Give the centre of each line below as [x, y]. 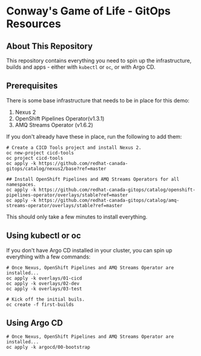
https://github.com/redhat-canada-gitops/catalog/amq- [109, 200]
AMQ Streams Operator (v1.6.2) [54, 125]
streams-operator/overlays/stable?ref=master [64, 205]
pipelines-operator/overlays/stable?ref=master [67, 195]
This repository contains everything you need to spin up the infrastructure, [99, 61]
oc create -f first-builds [40, 304]
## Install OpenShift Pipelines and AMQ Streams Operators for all [93, 179]
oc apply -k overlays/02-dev [43, 283]
